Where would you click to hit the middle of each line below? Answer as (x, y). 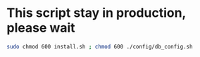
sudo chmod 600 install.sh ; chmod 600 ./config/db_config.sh (100, 46)
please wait (41, 28)
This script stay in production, (96, 13)
